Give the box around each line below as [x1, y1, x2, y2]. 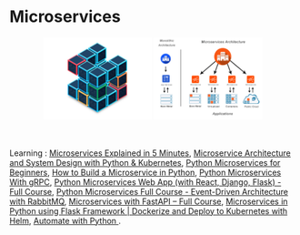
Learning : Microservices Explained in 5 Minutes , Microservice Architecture [9, 148, 291, 158]
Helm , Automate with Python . [9, 215, 121, 226]
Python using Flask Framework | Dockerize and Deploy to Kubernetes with [9, 205, 288, 216]
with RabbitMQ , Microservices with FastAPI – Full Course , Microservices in [9, 196, 288, 207]
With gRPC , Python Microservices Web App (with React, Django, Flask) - [9, 176, 282, 188]
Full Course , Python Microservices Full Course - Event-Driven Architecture [9, 186, 289, 197]
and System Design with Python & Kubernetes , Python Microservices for [9, 157, 281, 168]
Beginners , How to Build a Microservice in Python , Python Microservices [9, 167, 282, 178]
